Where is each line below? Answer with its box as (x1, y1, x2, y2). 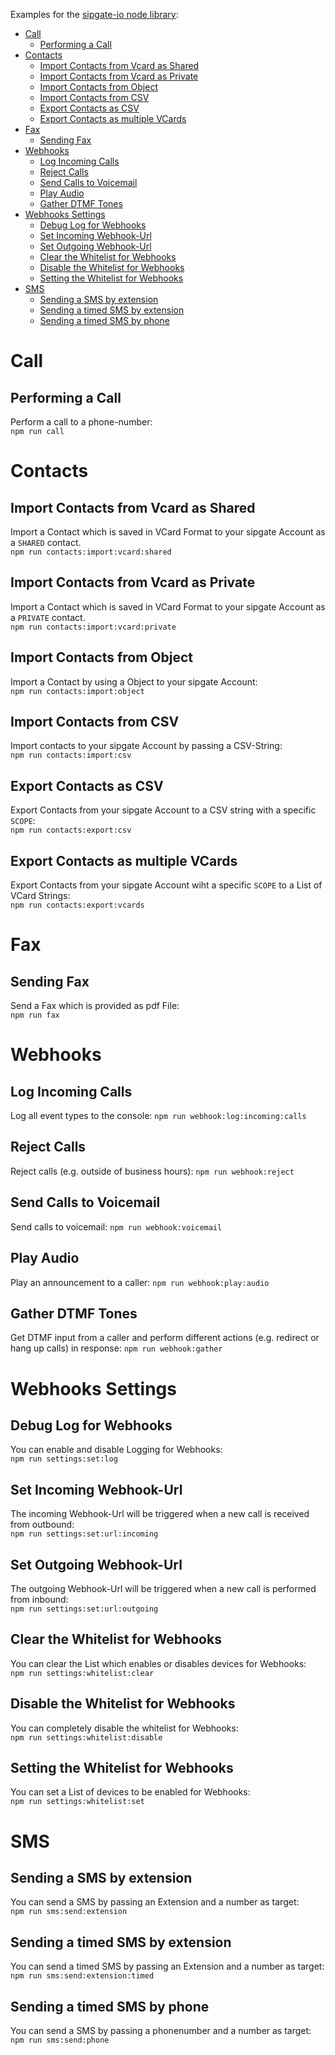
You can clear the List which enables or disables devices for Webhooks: (10, 1657, 307, 1669)
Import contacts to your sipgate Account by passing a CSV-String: (10, 740, 283, 752)
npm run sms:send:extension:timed (10, 1971, 155, 1981)
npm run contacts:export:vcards (10, 900, 145, 911)
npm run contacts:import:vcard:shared (10, 547, 172, 557)
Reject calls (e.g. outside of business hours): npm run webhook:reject (10, 1165, 295, 1177)
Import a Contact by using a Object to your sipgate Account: (10, 675, 258, 688)
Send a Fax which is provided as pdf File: (10, 1000, 180, 1012)
